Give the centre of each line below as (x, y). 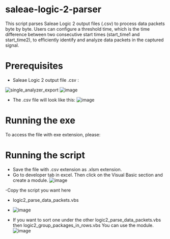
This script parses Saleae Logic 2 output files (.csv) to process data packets (85, 23)
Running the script (45, 155)
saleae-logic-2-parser (53, 9)
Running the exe (40, 121)
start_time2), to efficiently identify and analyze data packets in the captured (84, 40)
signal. (12, 45)
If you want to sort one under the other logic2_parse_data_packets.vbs (87, 220)
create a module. (30, 180)
